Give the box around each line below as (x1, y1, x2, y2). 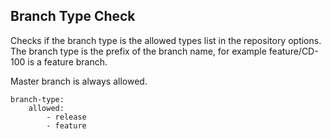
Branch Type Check (10, 8, 136, 25)
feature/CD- (268, 45, 319, 57)
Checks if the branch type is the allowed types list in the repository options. (10, 34, 322, 46)
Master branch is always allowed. (10, 75, 148, 87)
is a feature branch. (27, 55, 108, 68)
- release (46, 112, 87, 122)
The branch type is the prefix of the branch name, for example (10, 45, 267, 57)
